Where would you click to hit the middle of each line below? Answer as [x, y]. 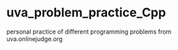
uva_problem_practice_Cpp [86, 13]
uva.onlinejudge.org [35, 38]
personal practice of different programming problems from [89, 32]
